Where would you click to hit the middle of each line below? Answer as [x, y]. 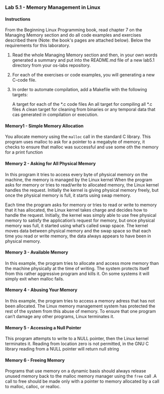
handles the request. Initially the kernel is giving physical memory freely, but [82, 190]
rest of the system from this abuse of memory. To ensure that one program [81, 311]
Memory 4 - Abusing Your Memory [41, 290]
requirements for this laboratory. [38, 46]
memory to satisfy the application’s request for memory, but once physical [80, 220]
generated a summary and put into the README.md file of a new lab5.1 [83, 60]
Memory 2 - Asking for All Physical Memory [50, 163]
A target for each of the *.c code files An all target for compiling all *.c [82, 104]
